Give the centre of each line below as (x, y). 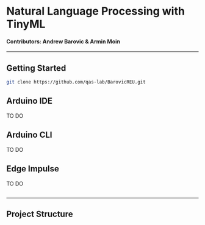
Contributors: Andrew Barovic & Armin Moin (63, 41)
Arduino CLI (29, 135)
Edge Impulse (33, 169)
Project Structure (40, 214)
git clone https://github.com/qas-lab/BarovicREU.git (76, 82)
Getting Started (36, 68)
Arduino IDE (30, 101)
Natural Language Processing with (95, 11)
